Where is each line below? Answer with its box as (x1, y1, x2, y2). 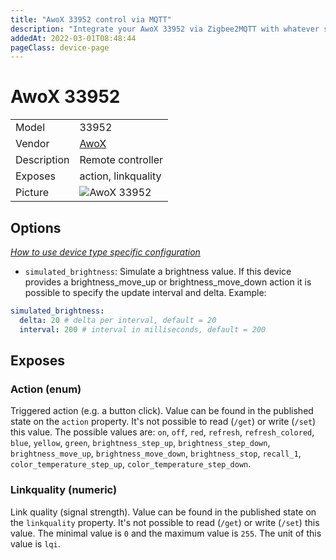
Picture (15, 186, 50, 200)
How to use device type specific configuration (10, 246, 201, 258)
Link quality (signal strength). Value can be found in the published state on (10, 506, 317, 518)
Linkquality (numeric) (10, 483, 118, 497)
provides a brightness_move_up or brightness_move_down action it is (24, 276, 312, 288)
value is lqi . (10, 537, 61, 550)
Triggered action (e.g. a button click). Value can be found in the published (10, 405, 314, 417)
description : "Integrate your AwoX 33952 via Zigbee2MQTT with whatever (10, 24, 320, 34)
